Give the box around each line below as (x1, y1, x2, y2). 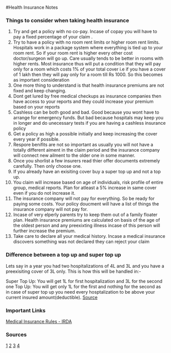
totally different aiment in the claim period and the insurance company (13, 147, 160, 153)
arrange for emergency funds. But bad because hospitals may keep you (13, 115, 164, 121)
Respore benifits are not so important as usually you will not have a (13, 142, 154, 148)
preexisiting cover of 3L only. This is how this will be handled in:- (6, 268, 142, 274)
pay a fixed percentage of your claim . (13, 34, 93, 40)
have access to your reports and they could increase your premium (13, 98, 154, 104)
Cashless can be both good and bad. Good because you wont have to (13, 109, 159, 116)
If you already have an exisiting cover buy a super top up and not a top (13, 168, 161, 174)
